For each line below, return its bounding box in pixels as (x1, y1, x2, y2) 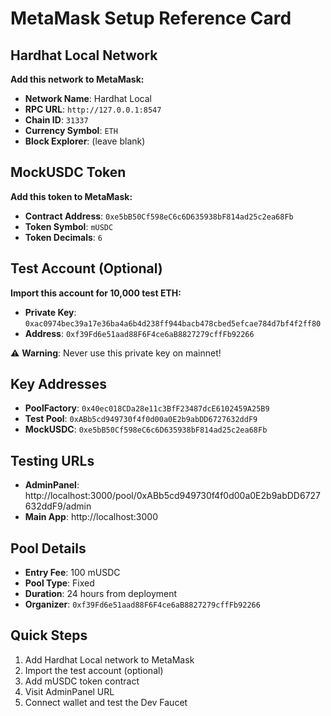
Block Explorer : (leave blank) (24, 135, 146, 147)
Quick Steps (10, 627, 88, 644)
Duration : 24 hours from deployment (24, 588, 178, 600)
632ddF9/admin (24, 500, 92, 512)
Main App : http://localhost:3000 (24, 511, 159, 523)
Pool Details (10, 540, 87, 557)
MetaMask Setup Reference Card (10, 7, 292, 30)
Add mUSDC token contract (24, 675, 140, 687)
